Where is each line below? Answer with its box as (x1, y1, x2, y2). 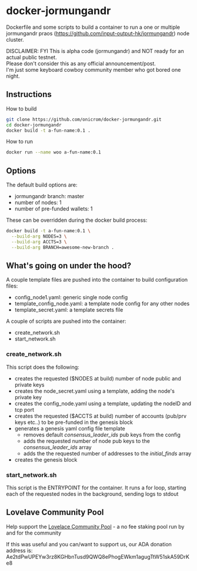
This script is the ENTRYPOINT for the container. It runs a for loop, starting (6, 484, 186, 491)
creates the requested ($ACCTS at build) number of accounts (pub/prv (14, 412, 187, 419)
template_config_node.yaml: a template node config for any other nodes (14, 300, 190, 307)
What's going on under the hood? (6, 261, 132, 271)
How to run (6, 138, 34, 145)
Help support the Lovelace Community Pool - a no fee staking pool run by (6, 523, 185, 530)
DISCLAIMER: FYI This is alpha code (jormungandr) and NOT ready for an (6, 47, 184, 54)
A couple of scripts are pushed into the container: (6, 318, 126, 325)
